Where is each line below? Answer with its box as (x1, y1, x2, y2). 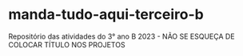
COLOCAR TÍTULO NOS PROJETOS (8, 39, 125, 49)
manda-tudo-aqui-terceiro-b (8, 6, 204, 24)
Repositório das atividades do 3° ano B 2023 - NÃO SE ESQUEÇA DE (8, 32, 235, 41)
